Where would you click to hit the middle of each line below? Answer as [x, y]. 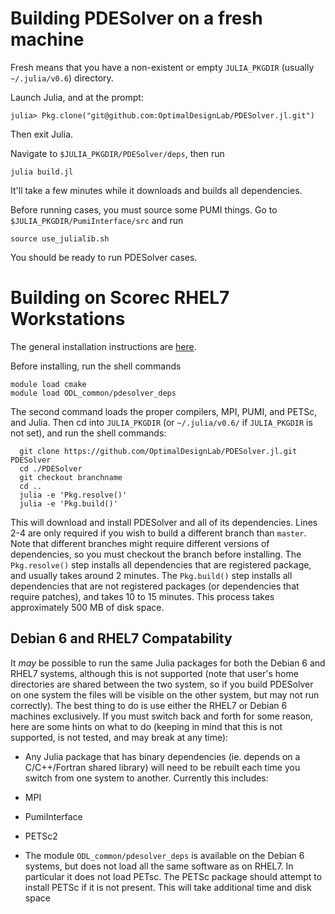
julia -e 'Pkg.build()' [68, 503]
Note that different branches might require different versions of [140, 543]
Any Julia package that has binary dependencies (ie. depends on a [162, 756]
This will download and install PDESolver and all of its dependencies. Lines [164, 522]
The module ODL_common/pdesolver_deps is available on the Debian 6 [164, 855]
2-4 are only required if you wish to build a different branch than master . [158, 533]
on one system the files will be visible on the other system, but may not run [165, 694]
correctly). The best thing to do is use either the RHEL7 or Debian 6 [149, 705]
